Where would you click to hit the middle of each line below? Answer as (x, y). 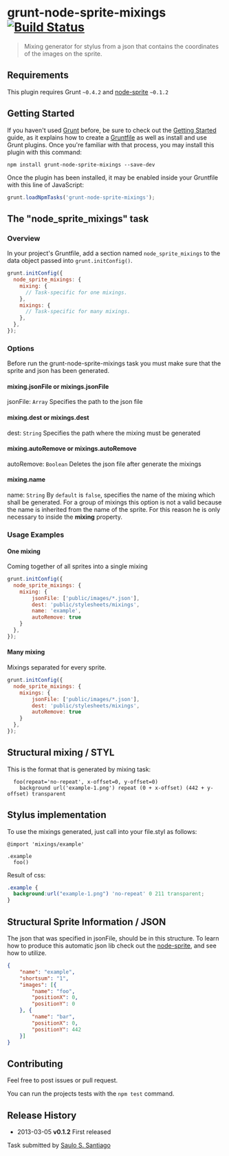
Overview (24, 238)
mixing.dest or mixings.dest (48, 417)
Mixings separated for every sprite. (57, 667)
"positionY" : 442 (56, 1029)
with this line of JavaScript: (46, 184)
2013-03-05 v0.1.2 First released (64, 1132)
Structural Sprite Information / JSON (87, 922)
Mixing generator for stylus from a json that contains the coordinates (121, 46)
